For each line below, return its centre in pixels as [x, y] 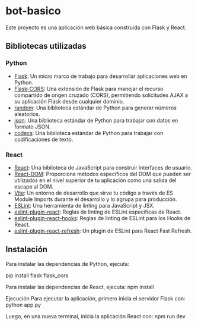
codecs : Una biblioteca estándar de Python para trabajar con [89, 133]
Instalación [27, 250]
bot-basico [33, 11]
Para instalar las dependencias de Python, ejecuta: [68, 264]
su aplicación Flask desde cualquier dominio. [69, 101]
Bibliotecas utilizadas [46, 46]
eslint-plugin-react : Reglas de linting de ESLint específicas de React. [98, 212]
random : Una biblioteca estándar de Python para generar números [95, 108]
